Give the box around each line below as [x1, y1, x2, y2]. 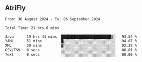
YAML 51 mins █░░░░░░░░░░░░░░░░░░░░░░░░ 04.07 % [5, 39, 137, 44]
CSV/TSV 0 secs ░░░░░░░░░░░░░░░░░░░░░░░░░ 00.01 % [5, 48, 137, 53]
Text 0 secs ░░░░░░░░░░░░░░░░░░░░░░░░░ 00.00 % [5, 52, 137, 57]
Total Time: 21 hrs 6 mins [5, 25, 59, 31]
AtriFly [5, 4, 26, 12]
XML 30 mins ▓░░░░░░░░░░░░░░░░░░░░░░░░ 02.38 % [5, 43, 137, 48]
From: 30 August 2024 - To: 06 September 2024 [5, 16, 100, 21]
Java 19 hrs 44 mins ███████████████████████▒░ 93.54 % [5, 34, 137, 39]
